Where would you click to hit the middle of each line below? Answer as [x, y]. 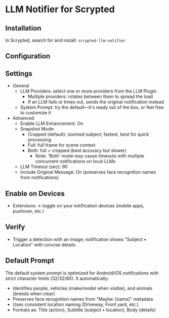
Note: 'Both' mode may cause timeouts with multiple [90, 156]
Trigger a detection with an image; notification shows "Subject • [79, 239]
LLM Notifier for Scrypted [60, 9]
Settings [19, 73]
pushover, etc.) [28, 211]
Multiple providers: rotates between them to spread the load [90, 97]
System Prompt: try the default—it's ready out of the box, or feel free [92, 107]
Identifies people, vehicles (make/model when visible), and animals [82, 288]
